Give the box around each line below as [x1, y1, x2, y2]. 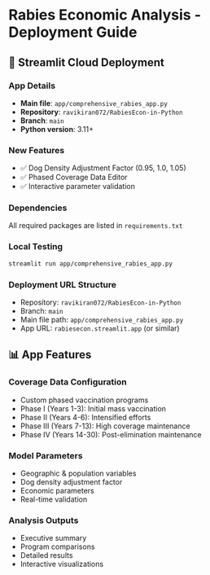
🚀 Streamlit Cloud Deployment [8, 55, 164, 69]
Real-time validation [20, 494, 88, 504]
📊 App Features [8, 348, 92, 362]
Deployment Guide [8, 23, 138, 42]
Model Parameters [8, 450, 83, 461]
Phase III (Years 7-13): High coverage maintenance [20, 421, 190, 431]
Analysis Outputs [8, 515, 79, 526]
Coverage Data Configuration [8, 376, 128, 388]
